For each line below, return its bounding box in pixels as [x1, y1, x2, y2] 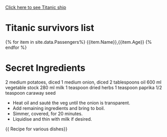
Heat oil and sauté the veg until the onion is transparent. [12, 99, 131, 106]
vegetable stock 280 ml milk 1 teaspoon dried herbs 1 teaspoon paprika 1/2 [5, 84, 162, 91]
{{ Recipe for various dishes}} [5, 126, 68, 132]
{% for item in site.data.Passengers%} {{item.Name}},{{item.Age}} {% [5, 39, 152, 45]
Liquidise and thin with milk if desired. [12, 116, 93, 122]
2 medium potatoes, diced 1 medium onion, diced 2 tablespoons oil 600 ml [5, 79, 162, 85]
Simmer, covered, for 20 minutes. [12, 111, 83, 117]
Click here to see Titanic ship [5, 5, 66, 10]
